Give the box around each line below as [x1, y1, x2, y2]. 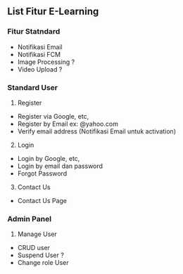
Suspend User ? [17, 251, 65, 259]
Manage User [17, 230, 58, 238]
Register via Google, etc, [17, 112, 89, 120]
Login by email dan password [17, 162, 103, 170]
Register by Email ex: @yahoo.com [17, 119, 118, 128]
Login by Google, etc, [17, 154, 80, 162]
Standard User [7, 82, 58, 92]
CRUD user [17, 244, 51, 252]
